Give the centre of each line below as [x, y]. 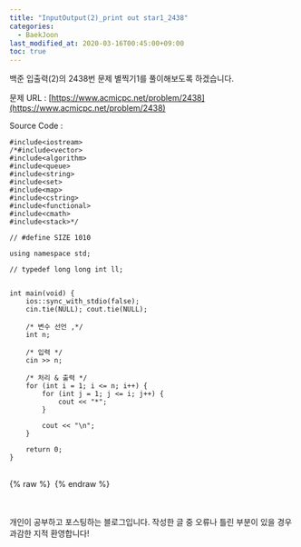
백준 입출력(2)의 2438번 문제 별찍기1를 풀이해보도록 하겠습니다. [121, 79]
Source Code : [36, 126]
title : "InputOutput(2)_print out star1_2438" [99, 18]
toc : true [28, 52]
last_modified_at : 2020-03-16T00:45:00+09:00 [97, 43]
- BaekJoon [38, 35]
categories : [32, 26]
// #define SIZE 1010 [50, 238]
